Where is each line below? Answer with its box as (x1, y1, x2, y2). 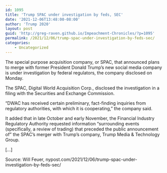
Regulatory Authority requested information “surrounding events (5, 120, 140, 126)
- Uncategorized (14, 45, 49, 50)
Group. (5, 137, 20, 143)
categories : (5, 40, 30, 46)
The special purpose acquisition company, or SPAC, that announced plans (5, 59, 160, 65)
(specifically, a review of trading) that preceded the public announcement (5, 126, 158, 132)
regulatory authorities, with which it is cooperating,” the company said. (5, 105, 153, 111)
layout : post (5, 26, 33, 31)
